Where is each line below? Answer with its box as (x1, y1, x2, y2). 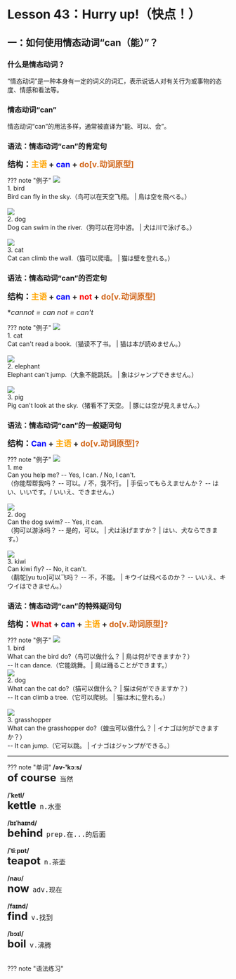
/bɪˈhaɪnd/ (7, 819, 37, 827)
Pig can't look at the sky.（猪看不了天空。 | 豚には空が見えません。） (7, 401, 204, 409)
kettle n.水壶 (7, 799, 62, 812)
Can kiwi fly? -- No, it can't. (7, 565, 87, 573)
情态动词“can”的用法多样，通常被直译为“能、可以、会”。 (7, 122, 171, 131)
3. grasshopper (7, 715, 52, 724)
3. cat (7, 245, 24, 254)
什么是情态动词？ (7, 59, 65, 69)
